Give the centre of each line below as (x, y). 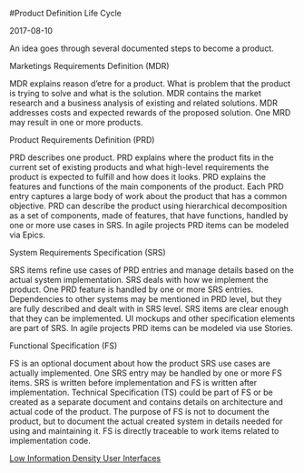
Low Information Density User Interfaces (85, 458)
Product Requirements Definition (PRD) (82, 140)
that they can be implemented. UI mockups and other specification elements (152, 318)
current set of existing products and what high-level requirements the (139, 167)
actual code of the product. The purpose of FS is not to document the (139, 412)
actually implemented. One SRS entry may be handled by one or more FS (146, 373)
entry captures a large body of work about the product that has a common (148, 196)
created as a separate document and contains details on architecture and (147, 402)
